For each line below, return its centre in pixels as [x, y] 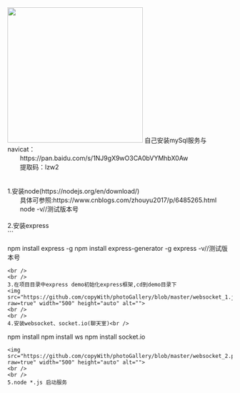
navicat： [21, 149]
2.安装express [28, 225]
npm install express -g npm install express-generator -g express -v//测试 [114, 248]
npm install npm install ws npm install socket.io [76, 337]
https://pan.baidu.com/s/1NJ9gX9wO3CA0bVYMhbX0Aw [104, 158]
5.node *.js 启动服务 [37, 382]
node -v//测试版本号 [49, 209]
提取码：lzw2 [39, 167]
